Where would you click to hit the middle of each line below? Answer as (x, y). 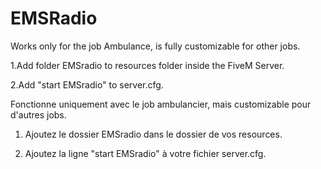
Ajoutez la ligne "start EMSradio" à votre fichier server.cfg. (145, 153)
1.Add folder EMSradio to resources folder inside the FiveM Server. (147, 65)
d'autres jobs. (38, 114)
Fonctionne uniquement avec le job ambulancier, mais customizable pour (161, 104)
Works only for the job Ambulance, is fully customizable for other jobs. (155, 46)
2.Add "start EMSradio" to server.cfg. (87, 84)
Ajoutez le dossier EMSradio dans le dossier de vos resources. (153, 134)
